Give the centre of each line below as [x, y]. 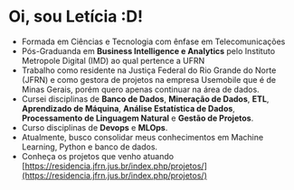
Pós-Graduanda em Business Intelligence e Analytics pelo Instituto [148, 50]
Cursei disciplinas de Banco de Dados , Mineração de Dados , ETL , [145, 99]
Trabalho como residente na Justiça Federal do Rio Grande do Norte [149, 70]
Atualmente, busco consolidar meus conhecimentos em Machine [142, 137]
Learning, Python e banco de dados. [90, 147]
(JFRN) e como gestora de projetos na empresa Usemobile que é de [149, 79]
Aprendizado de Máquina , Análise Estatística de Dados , [128, 108]
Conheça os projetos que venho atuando [97, 156]
